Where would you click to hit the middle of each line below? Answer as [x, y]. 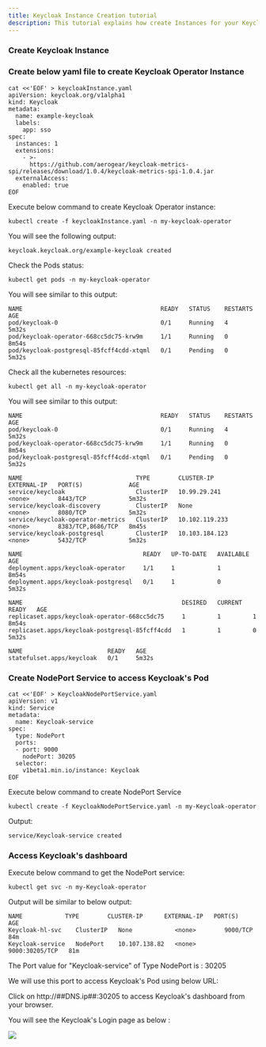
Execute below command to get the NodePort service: [97, 873]
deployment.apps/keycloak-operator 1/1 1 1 [115, 568]
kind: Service [32, 708]
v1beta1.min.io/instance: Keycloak [81, 771]
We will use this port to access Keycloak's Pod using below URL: [114, 981]
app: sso [37, 130]
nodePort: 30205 [49, 757]
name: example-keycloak [54, 116]
